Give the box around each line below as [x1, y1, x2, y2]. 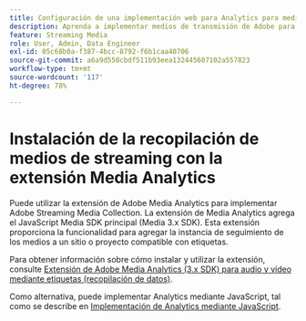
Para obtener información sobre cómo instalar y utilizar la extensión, [9, 254, 266, 264]
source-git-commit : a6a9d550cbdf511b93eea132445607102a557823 [9, 56, 250, 65]
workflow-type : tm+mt [9, 65, 92, 74]
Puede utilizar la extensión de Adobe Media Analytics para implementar [9, 197, 278, 208]
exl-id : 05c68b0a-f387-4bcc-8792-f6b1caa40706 [9, 47, 189, 57]
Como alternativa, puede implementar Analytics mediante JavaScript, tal [9, 291, 281, 302]
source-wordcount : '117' [9, 73, 104, 82]
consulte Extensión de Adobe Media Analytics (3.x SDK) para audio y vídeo [9, 264, 292, 274]
